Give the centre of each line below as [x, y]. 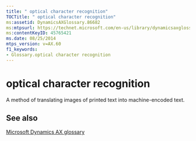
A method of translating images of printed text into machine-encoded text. [95, 100]
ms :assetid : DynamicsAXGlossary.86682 [53, 22]
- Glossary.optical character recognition [58, 55]
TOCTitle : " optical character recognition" [61, 17]
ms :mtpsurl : [20, 28]
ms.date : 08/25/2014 [31, 38]
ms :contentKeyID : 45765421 [39, 33]
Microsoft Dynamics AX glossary [45, 132]
